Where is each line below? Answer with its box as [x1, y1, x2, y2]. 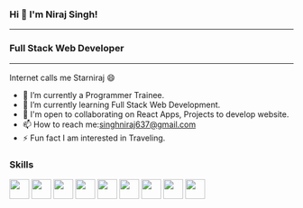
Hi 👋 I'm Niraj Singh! [9, 8, 98, 21]
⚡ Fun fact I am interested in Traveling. [22, 132, 166, 143]
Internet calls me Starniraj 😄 [9, 72, 115, 83]
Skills [9, 158, 34, 170]
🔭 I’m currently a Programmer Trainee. [22, 89, 165, 100]
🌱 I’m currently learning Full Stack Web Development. [22, 99, 221, 110]
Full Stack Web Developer [9, 42, 124, 55]
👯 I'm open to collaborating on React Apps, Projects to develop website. [22, 108, 289, 120]
